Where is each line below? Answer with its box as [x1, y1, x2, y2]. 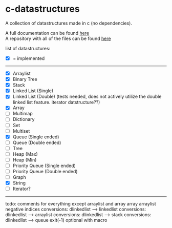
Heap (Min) [12, 157, 37, 163]
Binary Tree [12, 76, 37, 82]
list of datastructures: [5, 45, 51, 51]
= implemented [12, 55, 45, 61]
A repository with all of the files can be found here [5, 35, 111, 42]
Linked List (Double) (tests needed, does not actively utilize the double [12, 93, 162, 100]
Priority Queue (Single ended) [12, 162, 76, 169]
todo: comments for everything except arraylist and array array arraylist [5, 201, 156, 207]
